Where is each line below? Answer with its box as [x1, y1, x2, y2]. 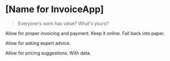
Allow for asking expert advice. [5, 40, 71, 46]
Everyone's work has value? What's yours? [17, 20, 109, 26]
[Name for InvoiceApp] [5, 4, 104, 15]
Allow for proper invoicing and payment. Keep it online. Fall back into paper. [5, 30, 165, 36]
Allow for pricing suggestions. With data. [5, 50, 91, 56]
